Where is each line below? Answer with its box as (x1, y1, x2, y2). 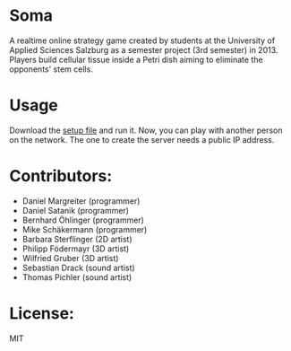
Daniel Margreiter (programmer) (21, 195, 141, 206)
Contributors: (9, 166, 113, 187)
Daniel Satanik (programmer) (21, 205, 130, 215)
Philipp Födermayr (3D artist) (21, 243, 130, 254)
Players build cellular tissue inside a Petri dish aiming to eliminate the (9, 54, 263, 65)
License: (9, 303, 74, 323)
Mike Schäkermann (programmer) (21, 224, 148, 234)
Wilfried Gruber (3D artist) (21, 252, 119, 263)
